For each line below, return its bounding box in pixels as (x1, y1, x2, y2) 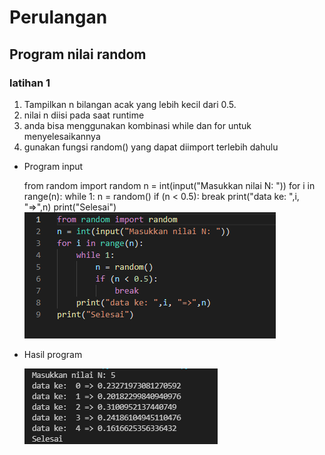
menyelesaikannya (23, 130, 101, 142)
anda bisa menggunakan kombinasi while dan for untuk (23, 119, 252, 131)
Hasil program (23, 348, 83, 360)
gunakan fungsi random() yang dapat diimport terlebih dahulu (23, 141, 279, 153)
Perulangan (9, 6, 108, 29)
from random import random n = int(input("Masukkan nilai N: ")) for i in (23, 179, 316, 191)
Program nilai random (9, 46, 147, 63)
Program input (23, 160, 84, 172)
